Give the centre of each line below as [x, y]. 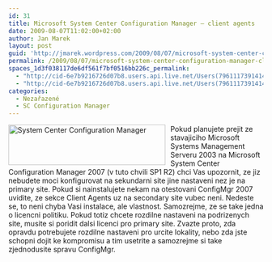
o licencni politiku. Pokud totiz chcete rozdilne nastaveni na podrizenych [129, 215]
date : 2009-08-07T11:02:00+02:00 [65, 31]
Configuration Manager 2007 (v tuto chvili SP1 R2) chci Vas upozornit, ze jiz [134, 172]
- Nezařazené [38, 99]
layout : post [30, 46]
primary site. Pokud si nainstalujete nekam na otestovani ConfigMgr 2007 [131, 189]
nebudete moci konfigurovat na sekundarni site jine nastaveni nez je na [127, 181]
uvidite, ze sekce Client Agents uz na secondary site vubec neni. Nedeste [131, 198]
